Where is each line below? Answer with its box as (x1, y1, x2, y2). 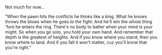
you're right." (5, 45, 32, 50)
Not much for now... (5, 4, 45, 10)
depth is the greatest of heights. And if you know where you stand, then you (5, 34, 158, 40)
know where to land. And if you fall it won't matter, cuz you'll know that (5, 39, 147, 45)
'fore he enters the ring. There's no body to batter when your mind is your (5, 24, 153, 30)
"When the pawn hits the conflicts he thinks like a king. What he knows (5, 14, 147, 19)
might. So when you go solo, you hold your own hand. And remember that (5, 29, 153, 35)
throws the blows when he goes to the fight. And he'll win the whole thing (5, 19, 152, 24)
